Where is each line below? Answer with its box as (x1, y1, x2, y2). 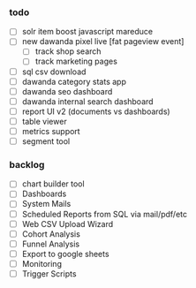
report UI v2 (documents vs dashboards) (21, 106, 170, 117)
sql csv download (21, 66, 87, 77)
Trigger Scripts (21, 268, 77, 279)
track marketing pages (34, 56, 117, 67)
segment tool (21, 135, 71, 147)
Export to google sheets (21, 248, 109, 259)
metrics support (21, 125, 81, 136)
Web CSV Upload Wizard (21, 218, 114, 229)
